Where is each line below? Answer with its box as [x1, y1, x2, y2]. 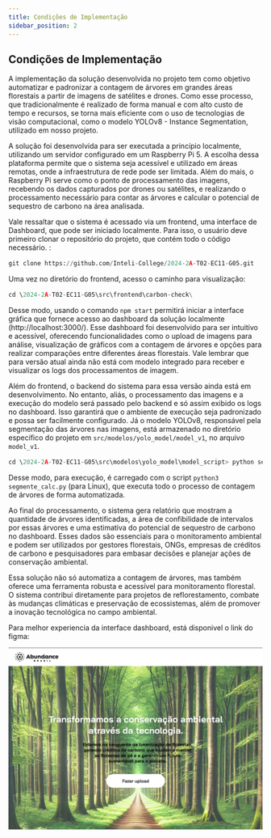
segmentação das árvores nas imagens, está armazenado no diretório [8, 425, 241, 434]
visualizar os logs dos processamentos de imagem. [8, 366, 179, 375]
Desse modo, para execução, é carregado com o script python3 [8, 472, 219, 482]
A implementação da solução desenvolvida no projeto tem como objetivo [8, 74, 251, 84]
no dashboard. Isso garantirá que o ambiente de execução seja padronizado [8, 407, 262, 417]
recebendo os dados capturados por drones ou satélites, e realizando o [8, 184, 246, 194]
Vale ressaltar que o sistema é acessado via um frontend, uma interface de [8, 217, 257, 226]
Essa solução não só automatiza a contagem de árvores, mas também [8, 573, 242, 582]
